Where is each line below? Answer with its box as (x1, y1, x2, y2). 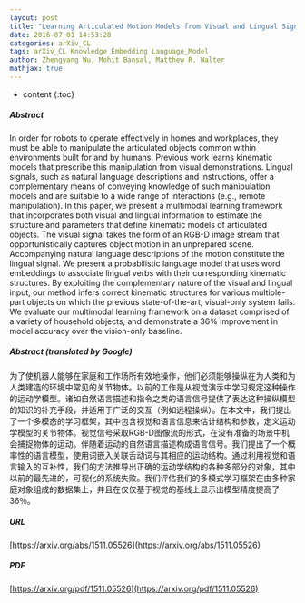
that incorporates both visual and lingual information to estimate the (9, 210, 263, 221)
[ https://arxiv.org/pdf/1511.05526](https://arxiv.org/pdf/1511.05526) (9, 583, 259, 594)
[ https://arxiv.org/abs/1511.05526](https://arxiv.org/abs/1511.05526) (9, 539, 261, 550)
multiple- (251, 287, 286, 298)
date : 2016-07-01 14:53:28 (9, 30, 112, 39)
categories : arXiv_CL (9, 38, 92, 48)
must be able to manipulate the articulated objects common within (9, 142, 257, 153)
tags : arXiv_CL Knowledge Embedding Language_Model (9, 47, 209, 56)
